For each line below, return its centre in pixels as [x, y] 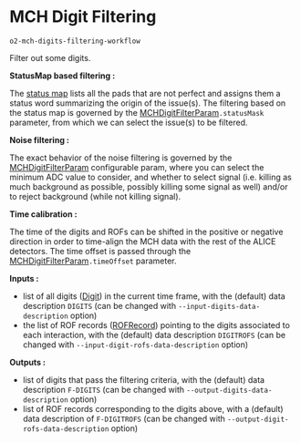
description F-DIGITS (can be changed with [104, 389]
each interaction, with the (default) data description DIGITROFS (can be [154, 335]
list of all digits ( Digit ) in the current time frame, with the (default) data [154, 296]
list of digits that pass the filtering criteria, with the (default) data [144, 379]
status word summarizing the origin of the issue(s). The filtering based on [148, 103]
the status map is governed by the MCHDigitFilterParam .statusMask [137, 112]
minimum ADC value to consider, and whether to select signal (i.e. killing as [150, 177]
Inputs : [24, 278]
